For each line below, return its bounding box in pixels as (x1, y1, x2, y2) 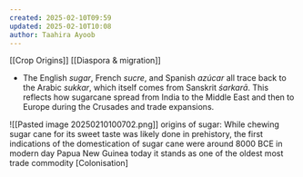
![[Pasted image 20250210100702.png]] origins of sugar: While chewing (9, 119, 280, 130)
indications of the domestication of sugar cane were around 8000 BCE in (9, 138, 283, 150)
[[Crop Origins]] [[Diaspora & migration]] (9, 55, 161, 66)
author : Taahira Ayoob (9, 30, 96, 39)
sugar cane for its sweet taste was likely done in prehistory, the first (9, 129, 264, 140)
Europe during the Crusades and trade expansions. (22, 102, 215, 113)
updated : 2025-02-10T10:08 (9, 22, 112, 31)
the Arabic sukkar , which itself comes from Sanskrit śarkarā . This (22, 83, 269, 93)
